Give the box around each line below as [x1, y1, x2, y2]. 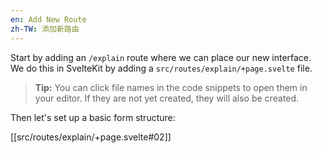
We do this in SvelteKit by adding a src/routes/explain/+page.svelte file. [10, 62, 313, 74]
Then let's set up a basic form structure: [10, 111, 176, 123]
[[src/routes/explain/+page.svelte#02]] [10, 131, 172, 143]
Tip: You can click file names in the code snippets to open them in [34, 81, 308, 93]
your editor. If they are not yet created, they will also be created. [34, 92, 300, 104]
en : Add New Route [10, 14, 87, 25]
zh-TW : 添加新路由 [10, 24, 80, 34]
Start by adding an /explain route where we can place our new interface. [10, 51, 312, 63]
